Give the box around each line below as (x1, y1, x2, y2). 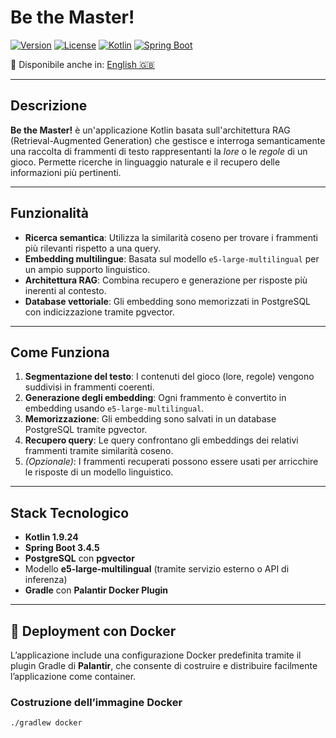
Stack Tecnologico (10, 504, 130, 521)
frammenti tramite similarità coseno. (24, 445, 174, 457)
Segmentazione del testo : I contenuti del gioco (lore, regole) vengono (24, 371, 315, 383)
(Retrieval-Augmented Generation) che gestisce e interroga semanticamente (10, 134, 326, 146)
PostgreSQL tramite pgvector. (24, 424, 148, 436)
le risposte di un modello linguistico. (24, 466, 174, 478)
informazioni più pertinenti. (10, 166, 122, 178)
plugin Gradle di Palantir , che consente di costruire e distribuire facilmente (10, 660, 318, 671)
